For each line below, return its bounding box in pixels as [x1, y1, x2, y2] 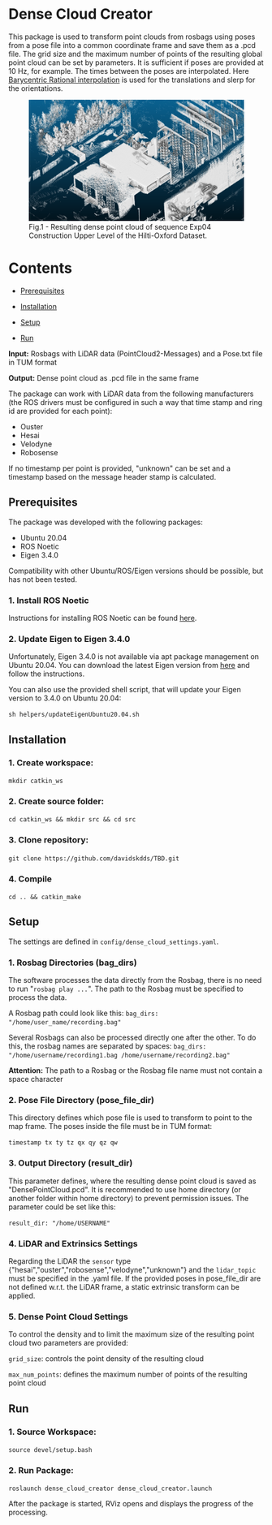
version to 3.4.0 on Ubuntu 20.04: [8, 693, 122, 703]
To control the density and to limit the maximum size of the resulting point [8, 1329, 255, 1339]
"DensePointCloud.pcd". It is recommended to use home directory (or [8, 1184, 241, 1194]
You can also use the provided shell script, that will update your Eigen [8, 685, 241, 695]
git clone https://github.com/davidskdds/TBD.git [8, 854, 180, 863]
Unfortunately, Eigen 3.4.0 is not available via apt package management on [8, 652, 260, 661]
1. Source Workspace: [8, 1426, 97, 1437]
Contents [8, 259, 73, 278]
